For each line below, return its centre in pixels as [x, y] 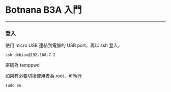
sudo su [13, 86]
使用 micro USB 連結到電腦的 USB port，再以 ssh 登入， [64, 45]
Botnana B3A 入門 [44, 10]
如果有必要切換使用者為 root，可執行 [44, 76]
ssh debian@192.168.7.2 [31, 55]
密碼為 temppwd [22, 65]
